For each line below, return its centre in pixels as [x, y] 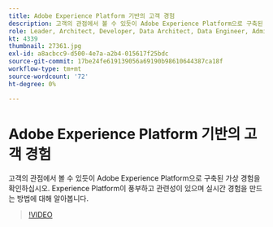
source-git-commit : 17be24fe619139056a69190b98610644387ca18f [116, 62]
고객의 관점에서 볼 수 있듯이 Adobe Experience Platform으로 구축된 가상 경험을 [134, 178]
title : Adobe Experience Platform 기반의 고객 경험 [92, 16]
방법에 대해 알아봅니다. [53, 199]
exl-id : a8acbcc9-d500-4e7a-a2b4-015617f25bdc [89, 54]
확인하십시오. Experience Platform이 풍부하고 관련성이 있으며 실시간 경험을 [128, 189]
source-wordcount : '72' [49, 76]
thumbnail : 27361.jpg [45, 46]
